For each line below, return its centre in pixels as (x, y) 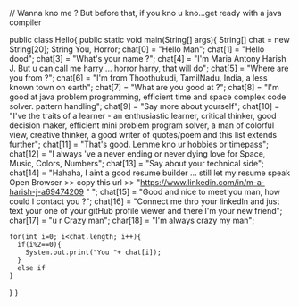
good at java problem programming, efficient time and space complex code (148, 97)
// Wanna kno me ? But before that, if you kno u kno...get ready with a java (146, 13)
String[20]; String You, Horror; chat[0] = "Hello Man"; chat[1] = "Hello (137, 49)
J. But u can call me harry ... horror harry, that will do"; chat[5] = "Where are (149, 68)
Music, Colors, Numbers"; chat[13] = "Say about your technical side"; (137, 163)
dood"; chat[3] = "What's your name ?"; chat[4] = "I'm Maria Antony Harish (148, 59)
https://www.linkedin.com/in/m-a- (202, 182)
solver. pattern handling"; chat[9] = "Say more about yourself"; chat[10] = (145, 106)
